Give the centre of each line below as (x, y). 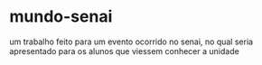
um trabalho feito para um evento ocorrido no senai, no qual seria (131, 42)
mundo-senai (61, 17)
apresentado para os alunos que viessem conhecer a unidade (124, 51)
